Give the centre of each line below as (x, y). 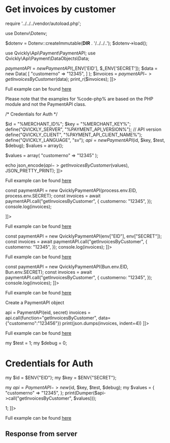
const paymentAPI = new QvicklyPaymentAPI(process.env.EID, (71, 190)
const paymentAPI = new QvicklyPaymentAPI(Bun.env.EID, (67, 267)
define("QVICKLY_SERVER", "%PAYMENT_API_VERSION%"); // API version (83, 129)
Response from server (41, 434)
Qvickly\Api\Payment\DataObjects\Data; (47, 58)
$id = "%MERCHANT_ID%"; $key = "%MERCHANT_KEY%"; (68, 124)
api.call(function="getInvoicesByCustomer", (51, 318)
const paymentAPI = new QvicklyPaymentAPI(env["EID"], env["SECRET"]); (83, 236)
